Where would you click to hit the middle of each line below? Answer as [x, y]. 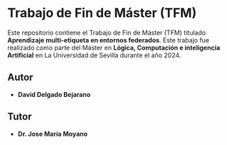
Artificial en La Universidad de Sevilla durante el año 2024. [94, 55]
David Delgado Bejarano [54, 94]
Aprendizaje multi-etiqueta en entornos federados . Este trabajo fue [109, 40]
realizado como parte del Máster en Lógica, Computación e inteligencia [114, 47]
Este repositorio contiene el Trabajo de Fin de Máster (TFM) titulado [107, 33]
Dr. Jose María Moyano [52, 134]
